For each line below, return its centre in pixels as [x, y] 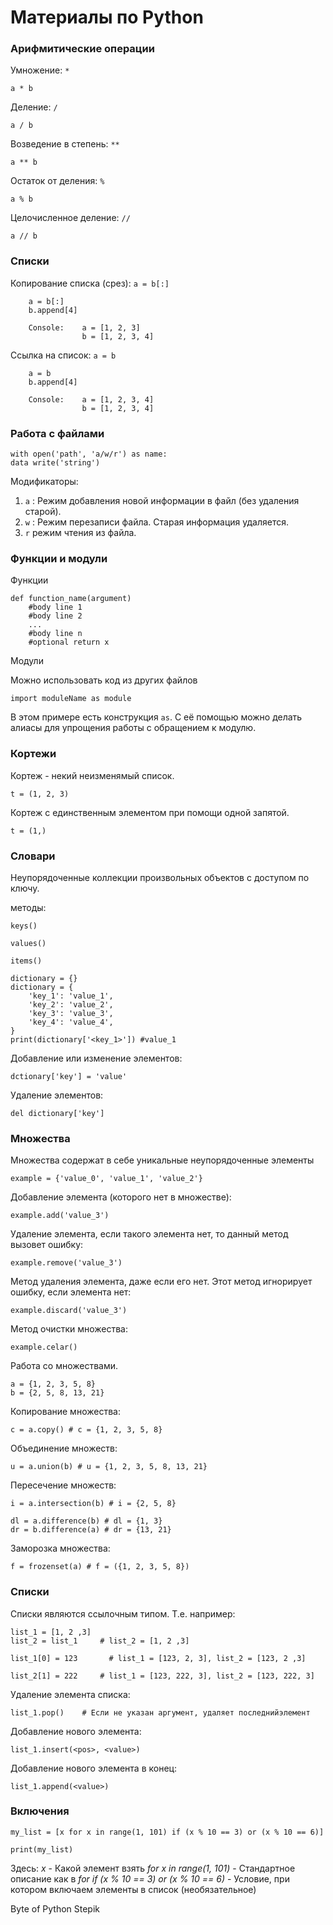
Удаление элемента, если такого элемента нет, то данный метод [149, 1234]
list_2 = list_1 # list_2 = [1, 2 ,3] [100, 1641]
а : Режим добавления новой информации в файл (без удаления [162, 501]
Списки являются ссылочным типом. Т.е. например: [123, 1613]
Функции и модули [59, 558]
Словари [33, 856]
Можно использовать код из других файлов [104, 680]
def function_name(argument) [71, 599]
